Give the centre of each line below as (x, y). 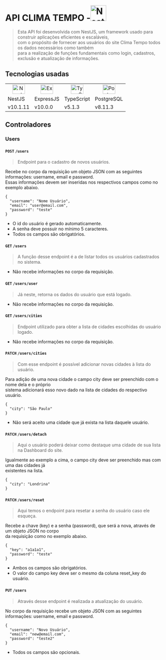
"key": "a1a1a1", (28, 550)
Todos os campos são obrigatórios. (49, 234)
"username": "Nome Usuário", (40, 201)
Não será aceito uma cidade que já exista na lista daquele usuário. (80, 422)
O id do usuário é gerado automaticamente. (57, 224)
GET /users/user (21, 284)
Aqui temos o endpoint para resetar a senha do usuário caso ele (83, 511)
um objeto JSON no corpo (32, 531)
